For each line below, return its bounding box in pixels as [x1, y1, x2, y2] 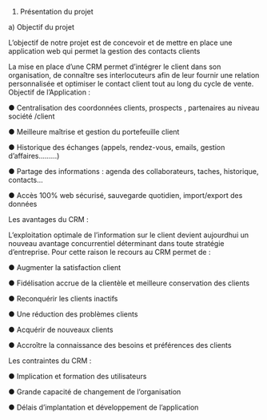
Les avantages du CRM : [8, 215, 90, 224]
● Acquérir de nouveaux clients [8, 325, 114, 334]
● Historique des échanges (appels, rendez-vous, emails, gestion [8, 143, 225, 151]
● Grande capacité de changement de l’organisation [8, 387, 181, 396]
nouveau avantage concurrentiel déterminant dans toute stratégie [8, 239, 225, 248]
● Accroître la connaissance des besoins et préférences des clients [8, 341, 232, 349]
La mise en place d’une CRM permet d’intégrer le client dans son [8, 62, 221, 71]
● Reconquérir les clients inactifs [8, 294, 118, 303]
